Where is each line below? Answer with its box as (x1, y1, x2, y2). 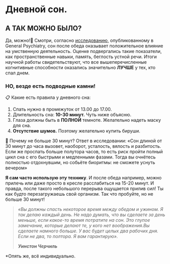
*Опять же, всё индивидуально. (5, 253, 76, 259)
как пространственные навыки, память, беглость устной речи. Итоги (5, 54, 157, 60)
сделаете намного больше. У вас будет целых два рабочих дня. (17, 228, 159, 234)
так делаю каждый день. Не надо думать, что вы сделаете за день (17, 212, 165, 218)
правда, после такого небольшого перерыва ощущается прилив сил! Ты (5, 186, 164, 192)
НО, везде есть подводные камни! (5, 83, 96, 90)
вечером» (5, 165, 28, 171)
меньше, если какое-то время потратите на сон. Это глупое (17, 217, 151, 223)
